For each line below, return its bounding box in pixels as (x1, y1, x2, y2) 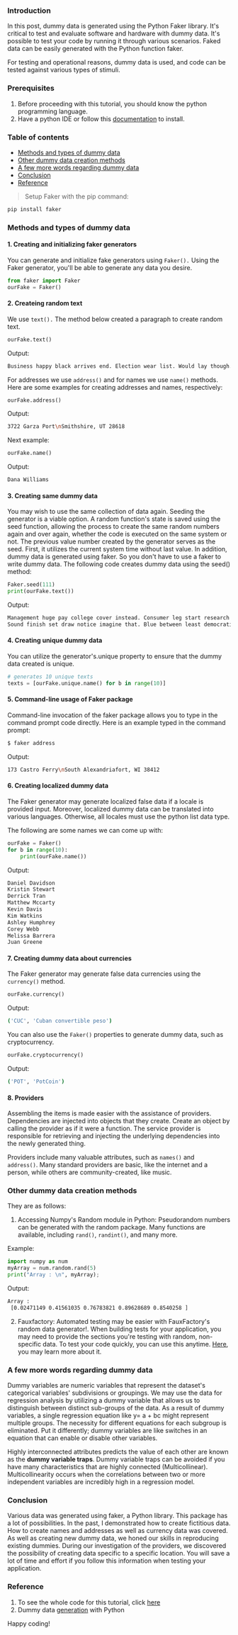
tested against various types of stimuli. (7, 66, 120, 74)
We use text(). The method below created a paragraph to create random (7, 315, 223, 323)
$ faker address (7, 739, 55, 746)
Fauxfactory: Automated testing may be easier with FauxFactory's (17, 1317, 210, 1325)
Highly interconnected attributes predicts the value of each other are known (7, 1448, 229, 1456)
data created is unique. (7, 660, 74, 668)
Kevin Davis (7, 906, 42, 913)
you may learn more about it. (17, 1347, 102, 1356)
